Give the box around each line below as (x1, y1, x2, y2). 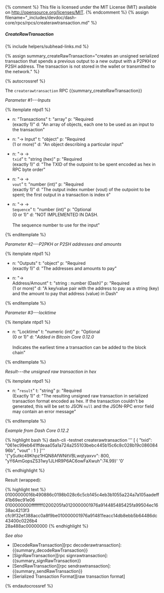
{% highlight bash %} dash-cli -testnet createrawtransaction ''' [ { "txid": (5, 437, 152, 443)
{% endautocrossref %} (5, 583, 53, 589)
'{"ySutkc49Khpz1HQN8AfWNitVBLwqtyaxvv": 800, (5, 452, 110, 458)
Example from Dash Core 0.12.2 (5, 427, 69, 433)
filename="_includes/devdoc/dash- (5, 15, 77, 20)
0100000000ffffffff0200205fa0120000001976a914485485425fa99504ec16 (5, 502, 159, 508)
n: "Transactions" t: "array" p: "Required (12, 116, 94, 122)
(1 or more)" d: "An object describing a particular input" (12, 141, 124, 147)
